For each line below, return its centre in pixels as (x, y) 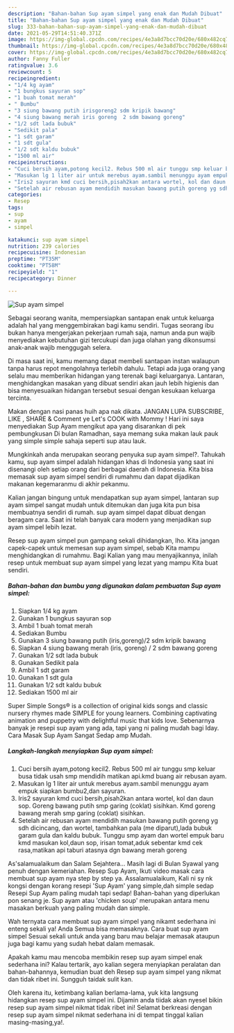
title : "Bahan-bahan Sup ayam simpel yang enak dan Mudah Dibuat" (106, 20)
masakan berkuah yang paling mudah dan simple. (79, 908)
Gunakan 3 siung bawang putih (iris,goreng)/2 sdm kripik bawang (112, 640)
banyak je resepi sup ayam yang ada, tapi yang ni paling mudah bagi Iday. (114, 728)
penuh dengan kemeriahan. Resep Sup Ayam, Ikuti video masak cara (106, 871)
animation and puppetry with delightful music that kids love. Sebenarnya (111, 720)
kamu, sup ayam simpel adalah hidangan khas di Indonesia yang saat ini (111, 462)
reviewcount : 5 (30, 72)
